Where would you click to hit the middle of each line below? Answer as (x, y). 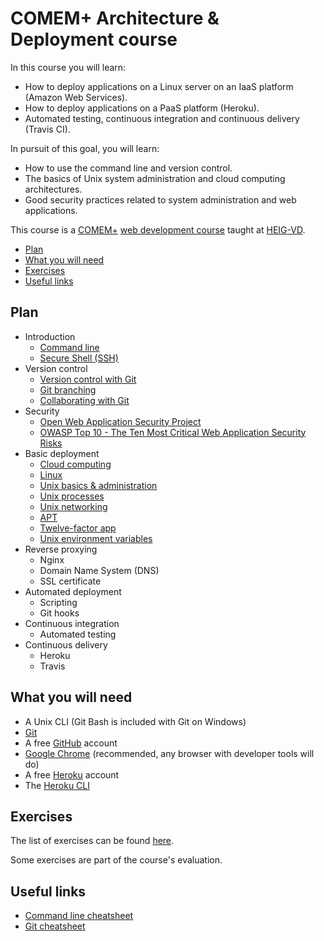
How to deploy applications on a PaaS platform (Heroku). (142, 108)
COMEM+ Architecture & (115, 18)
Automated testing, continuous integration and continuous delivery (162, 118)
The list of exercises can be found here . (92, 841)
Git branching (68, 389)
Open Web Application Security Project (120, 421)
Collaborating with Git (84, 400)
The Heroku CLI (57, 785)
